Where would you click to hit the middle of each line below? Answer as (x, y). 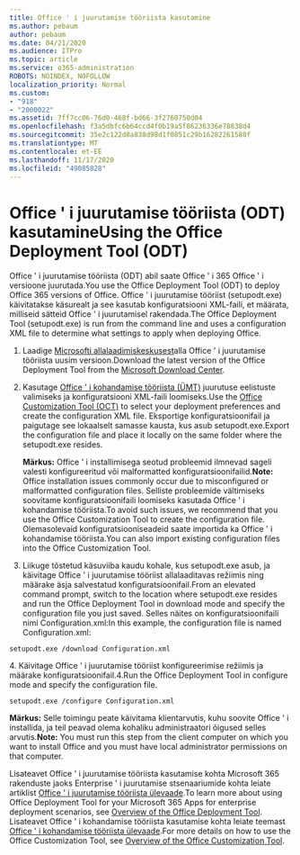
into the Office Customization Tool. (86, 548)
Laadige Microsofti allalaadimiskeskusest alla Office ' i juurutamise (144, 351)
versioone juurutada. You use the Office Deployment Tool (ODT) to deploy (145, 285)
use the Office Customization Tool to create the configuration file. (143, 519)
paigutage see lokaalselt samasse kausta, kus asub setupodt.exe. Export (156, 426)
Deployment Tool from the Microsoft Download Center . (124, 370)
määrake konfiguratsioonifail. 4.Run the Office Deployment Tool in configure (149, 675)
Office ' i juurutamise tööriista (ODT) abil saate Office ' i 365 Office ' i (137, 276)
